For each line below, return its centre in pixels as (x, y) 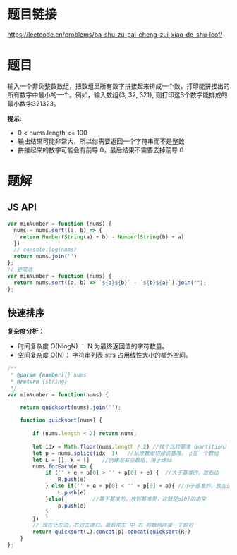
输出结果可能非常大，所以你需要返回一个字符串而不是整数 (101, 141)
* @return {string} (39, 382)
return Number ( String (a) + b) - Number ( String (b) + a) (102, 237)
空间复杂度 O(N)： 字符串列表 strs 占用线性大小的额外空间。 (104, 355)
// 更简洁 (20, 269)
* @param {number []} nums (48, 375)
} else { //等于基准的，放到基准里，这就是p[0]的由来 (126, 499)
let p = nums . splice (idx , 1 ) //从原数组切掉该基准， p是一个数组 (126, 453)
